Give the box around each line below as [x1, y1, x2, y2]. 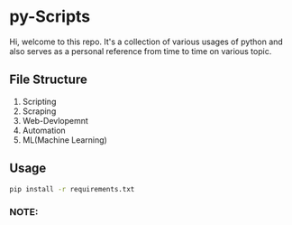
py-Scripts [9, 6, 91, 27]
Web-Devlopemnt [22, 115, 88, 126]
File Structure [9, 72, 87, 88]
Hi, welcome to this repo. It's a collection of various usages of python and [9, 36, 284, 47]
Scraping [22, 106, 57, 117]
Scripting [22, 96, 57, 107]
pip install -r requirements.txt [9, 184, 135, 193]
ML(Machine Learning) [22, 134, 108, 145]
